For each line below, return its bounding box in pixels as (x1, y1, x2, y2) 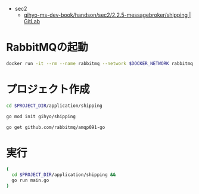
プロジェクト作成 (6, 83, 91, 96)
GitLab (23, 18, 41, 24)
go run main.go (11, 177, 49, 184)
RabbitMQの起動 (6, 41, 88, 54)
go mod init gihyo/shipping (6, 113, 76, 119)
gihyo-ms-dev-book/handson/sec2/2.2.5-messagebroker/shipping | (23, 11, 191, 19)
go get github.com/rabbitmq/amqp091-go (6, 124, 105, 130)
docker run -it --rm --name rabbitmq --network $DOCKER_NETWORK (6, 60, 169, 66)
